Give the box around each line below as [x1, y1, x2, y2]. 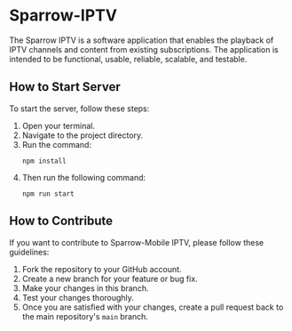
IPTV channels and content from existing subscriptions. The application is [9, 44, 279, 54]
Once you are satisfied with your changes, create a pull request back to [21, 302, 284, 312]
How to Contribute [9, 214, 114, 229]
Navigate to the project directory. [21, 130, 144, 141]
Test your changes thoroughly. [21, 292, 135, 303]
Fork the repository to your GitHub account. [21, 263, 182, 274]
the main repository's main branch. [21, 311, 149, 321]
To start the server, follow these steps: [9, 103, 150, 114]
